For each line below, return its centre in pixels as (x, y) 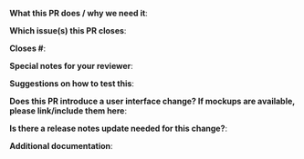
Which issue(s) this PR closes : (68, 30)
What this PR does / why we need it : (79, 13)
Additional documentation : (61, 146)
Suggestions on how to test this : (72, 84)
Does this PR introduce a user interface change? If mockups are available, (152, 101)
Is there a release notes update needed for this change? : (119, 128)
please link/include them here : (68, 111)
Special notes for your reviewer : (72, 66)
